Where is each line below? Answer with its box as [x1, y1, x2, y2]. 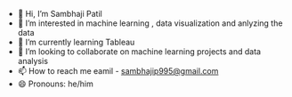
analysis [17, 56, 49, 66]
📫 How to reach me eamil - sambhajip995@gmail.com [17, 66, 219, 76]
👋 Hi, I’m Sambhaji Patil [17, 9, 102, 19]
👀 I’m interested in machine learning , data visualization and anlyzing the [17, 18, 283, 28]
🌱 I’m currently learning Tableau [17, 36, 135, 47]
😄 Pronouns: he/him [17, 78, 93, 89]
